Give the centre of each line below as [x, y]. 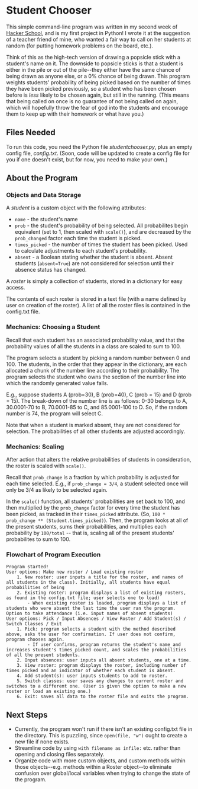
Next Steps [27, 715]
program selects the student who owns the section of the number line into [96, 377]
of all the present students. [43, 655]
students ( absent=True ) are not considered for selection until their [94, 263]
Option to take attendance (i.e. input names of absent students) [90, 614]
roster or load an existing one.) [49, 692]
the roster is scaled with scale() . [46, 466]
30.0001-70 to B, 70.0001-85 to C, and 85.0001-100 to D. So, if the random [97, 407]
